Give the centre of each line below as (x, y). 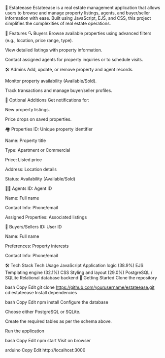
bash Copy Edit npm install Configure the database (57, 302)
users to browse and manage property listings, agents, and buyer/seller (78, 13)
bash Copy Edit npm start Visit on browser (48, 340)
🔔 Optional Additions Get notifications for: (47, 100)
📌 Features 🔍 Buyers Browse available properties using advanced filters (78, 33)
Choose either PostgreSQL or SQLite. (43, 312)
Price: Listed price (24, 160)
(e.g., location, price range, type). (39, 40)
